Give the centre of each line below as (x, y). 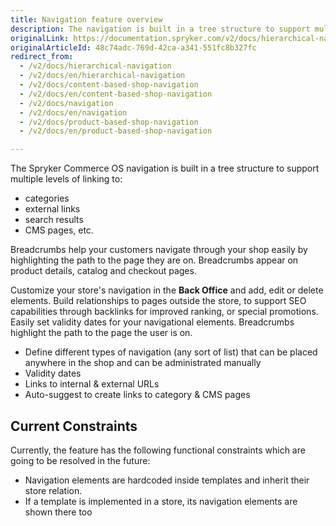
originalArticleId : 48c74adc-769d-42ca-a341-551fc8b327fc (133, 47)
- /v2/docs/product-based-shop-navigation (109, 122)
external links (52, 209)
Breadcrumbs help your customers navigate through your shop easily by (159, 250)
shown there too (58, 512)
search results (54, 220)
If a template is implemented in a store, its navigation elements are (161, 501)
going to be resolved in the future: (80, 460)
